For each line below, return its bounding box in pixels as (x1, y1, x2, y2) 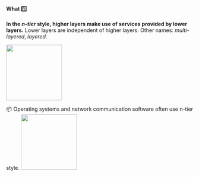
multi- (175, 27, 189, 34)
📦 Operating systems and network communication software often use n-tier (6, 105, 194, 112)
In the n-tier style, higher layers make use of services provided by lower (6, 21, 188, 28)
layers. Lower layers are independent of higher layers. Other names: (6, 27, 174, 34)
